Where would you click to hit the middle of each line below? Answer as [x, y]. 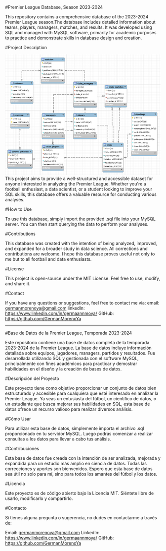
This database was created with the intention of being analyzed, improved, [81, 243]
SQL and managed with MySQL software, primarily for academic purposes [81, 32]
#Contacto [16, 508]
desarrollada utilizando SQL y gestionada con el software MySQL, [72, 358]
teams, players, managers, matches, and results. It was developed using [79, 27]
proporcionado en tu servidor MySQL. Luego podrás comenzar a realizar [79, 433]
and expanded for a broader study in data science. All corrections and [76, 248]
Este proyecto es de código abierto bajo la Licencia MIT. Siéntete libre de [80, 493]
